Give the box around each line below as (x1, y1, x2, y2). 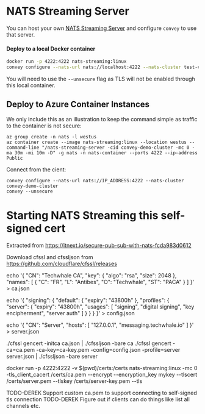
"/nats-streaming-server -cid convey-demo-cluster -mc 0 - (41, 145, 195, 151)
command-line (6, 145, 40, 151)
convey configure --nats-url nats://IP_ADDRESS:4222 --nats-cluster (6, 177, 184, 184)
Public (6, 155, 23, 161)
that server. (6, 30, 35, 38)
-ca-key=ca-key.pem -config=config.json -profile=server (36, 346, 181, 353)
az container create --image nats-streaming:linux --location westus (6, 139, 187, 145)
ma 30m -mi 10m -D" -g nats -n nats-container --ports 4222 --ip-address (6, 149, 198, 156)
